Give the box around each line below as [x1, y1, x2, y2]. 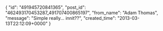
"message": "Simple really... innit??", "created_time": [5, 15, 117, 21]
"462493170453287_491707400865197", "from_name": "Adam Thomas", [5, 10, 158, 16]
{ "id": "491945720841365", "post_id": [5, 5, 86, 10]
